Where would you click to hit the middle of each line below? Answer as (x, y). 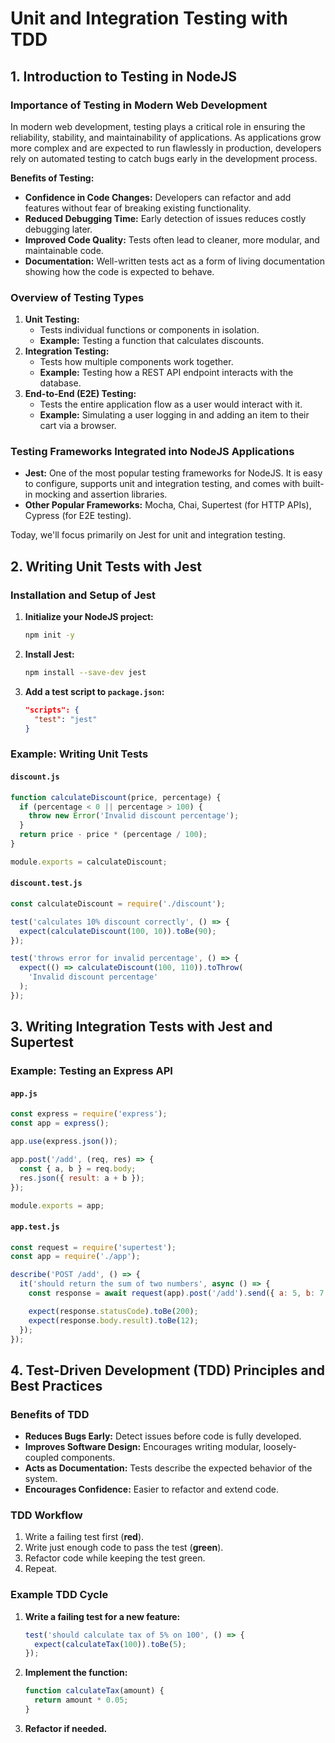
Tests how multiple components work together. (136, 362)
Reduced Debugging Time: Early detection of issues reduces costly (165, 218)
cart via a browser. (78, 426)
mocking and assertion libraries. (101, 494)
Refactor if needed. (66, 1728)
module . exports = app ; (57, 1205)
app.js (24, 1093)
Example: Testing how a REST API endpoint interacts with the (166, 373)
